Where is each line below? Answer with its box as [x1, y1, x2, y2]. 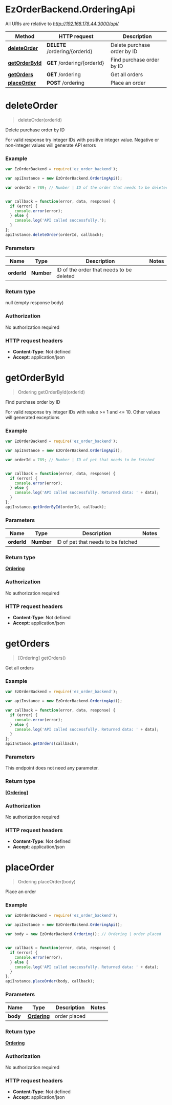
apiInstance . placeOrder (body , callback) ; [5, 979, 95, 984]
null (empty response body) [5, 300, 64, 306]
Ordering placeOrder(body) [17, 879, 76, 885]
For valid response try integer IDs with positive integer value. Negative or [5, 136, 160, 143]
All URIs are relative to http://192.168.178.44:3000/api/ [5, 21, 119, 27]
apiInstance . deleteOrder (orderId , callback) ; [5, 232, 104, 237]
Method [15, 32, 35, 40]
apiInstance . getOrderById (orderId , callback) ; [5, 504, 106, 509]
